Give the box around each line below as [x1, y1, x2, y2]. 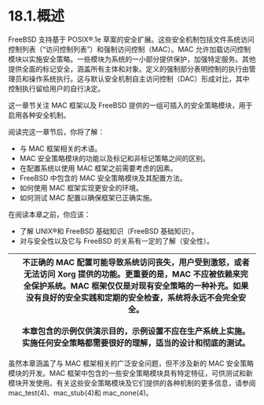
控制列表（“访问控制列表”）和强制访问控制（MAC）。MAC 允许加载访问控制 [8, 44, 251, 53]
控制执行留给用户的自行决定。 [8, 83, 104, 93]
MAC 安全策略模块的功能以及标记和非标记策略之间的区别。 [19, 153, 210, 163]
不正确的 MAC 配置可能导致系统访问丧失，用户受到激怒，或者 [22, 256, 250, 267]
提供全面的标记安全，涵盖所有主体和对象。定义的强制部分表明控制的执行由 [8, 64, 249, 73]
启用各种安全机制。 [8, 110, 71, 120]
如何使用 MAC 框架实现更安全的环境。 [19, 182, 143, 193]
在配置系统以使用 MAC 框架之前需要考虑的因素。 [19, 163, 178, 173]
